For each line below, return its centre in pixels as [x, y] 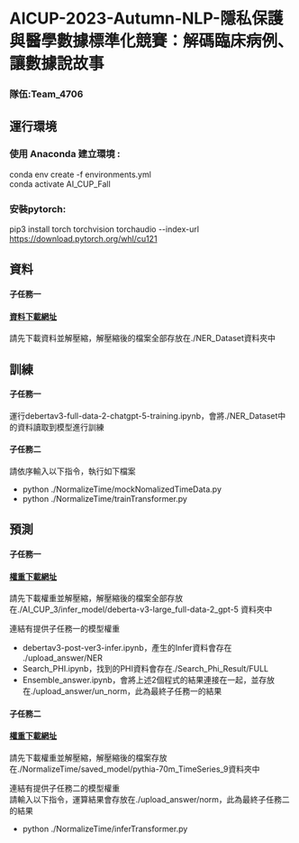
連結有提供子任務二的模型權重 [64, 788]
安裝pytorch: [38, 208]
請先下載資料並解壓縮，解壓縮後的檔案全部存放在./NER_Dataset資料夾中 [143, 338]
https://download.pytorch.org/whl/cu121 [83, 239]
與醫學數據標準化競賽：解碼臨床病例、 [152, 41]
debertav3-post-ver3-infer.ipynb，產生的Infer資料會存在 [127, 648]
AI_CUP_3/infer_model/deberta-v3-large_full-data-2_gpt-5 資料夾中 [147, 609]
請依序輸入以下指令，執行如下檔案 [72, 471]
